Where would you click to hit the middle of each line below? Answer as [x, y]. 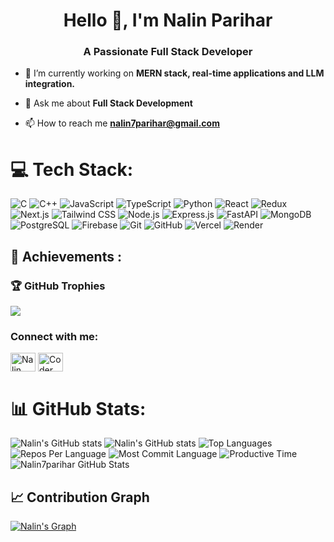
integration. [50, 84]
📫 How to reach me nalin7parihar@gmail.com [122, 123]
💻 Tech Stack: [72, 169]
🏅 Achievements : [66, 256]
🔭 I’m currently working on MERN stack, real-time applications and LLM [174, 73]
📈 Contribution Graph [80, 497]
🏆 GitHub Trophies [58, 286]
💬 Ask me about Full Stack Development [108, 103]
